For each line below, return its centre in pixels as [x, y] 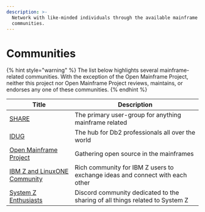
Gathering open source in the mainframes [134, 154]
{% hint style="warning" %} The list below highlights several [82, 70]
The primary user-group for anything [128, 115]
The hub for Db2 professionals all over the [135, 133]
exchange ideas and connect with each [131, 175]
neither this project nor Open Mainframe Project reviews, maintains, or [95, 83]
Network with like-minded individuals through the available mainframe [105, 18]
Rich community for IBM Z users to [124, 168]
